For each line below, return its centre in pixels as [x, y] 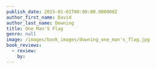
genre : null [21, 34]
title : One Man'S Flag [35, 28]
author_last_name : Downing [40, 23]
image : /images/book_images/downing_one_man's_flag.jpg [78, 40]
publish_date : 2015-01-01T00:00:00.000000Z [62, 12]
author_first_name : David [39, 17]
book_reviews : [24, 46]
